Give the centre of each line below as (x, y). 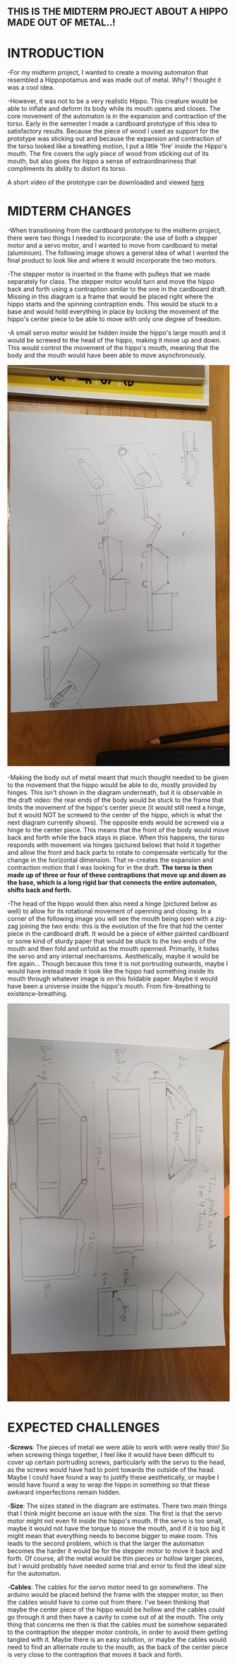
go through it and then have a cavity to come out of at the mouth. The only (115, 1617)
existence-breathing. (38, 993)
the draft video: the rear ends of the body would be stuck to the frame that (115, 800)
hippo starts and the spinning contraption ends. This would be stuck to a (113, 304)
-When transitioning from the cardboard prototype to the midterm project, (114, 230)
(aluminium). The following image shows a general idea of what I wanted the (118, 253)
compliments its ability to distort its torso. (67, 169)
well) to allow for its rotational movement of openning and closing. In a (109, 911)
